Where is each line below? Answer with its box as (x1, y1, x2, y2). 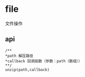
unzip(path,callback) (5, 67, 50, 72)
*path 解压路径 (5, 53, 34, 58)
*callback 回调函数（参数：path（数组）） (5, 58, 83, 64)
